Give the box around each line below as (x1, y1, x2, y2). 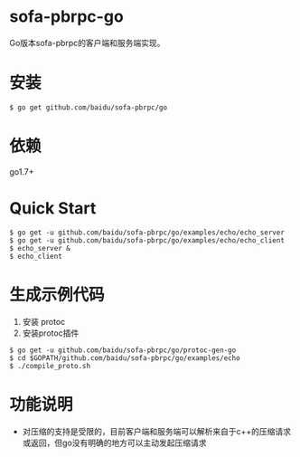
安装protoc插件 (22, 328, 80, 338)
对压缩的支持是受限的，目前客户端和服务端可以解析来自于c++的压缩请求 (22, 425, 292, 436)
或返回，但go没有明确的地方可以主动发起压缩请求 (22, 437, 207, 448)
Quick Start (9, 198, 97, 218)
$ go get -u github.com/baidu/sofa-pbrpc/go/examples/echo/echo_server (9, 228, 285, 237)
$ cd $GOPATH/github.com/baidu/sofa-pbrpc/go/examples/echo (9, 353, 241, 363)
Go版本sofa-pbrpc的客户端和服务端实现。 (9, 37, 165, 48)
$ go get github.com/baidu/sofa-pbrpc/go (9, 102, 168, 112)
